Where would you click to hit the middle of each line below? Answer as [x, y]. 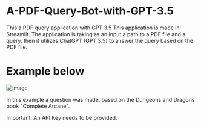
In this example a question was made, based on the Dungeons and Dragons [100, 99]
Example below [45, 71]
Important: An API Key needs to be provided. [62, 117]
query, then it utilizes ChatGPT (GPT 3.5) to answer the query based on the [100, 40]
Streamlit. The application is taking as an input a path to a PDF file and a [96, 34]
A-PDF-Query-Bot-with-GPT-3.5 [90, 11]
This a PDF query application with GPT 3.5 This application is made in [93, 28]
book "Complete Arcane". [38, 106]
